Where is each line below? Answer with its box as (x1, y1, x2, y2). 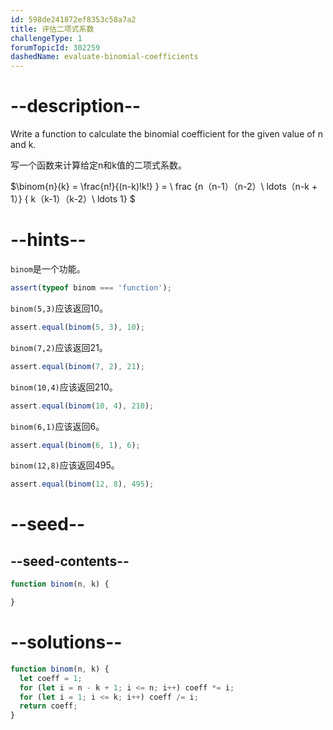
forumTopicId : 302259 (10, 42, 101, 53)
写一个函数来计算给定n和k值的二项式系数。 (10, 159, 187, 171)
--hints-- (10, 229, 87, 251)
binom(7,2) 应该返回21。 (10, 341, 108, 353)
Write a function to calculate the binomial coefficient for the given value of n (10, 128, 324, 140)
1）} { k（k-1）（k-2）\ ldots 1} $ (10, 193, 136, 205)
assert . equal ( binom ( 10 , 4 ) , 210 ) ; (10, 401, 155, 411)
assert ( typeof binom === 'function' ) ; (10, 283, 172, 293)
